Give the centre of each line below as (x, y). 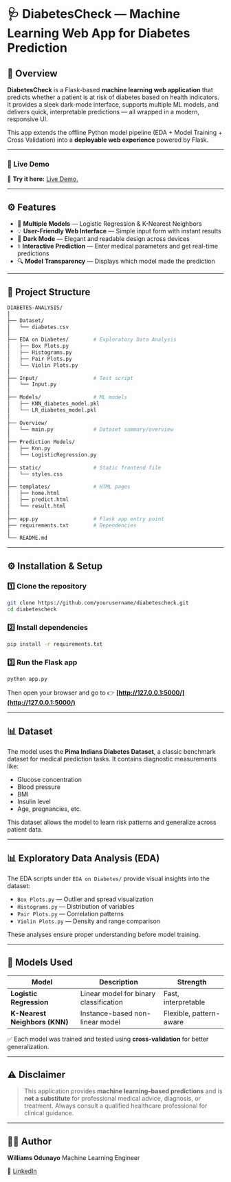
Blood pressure (38, 787)
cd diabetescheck (32, 609)
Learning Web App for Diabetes (99, 33)
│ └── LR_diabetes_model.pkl (52, 410)
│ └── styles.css (35, 474)
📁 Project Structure (49, 292)
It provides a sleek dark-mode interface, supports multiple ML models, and (113, 104)
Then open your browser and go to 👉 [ (63, 693)
